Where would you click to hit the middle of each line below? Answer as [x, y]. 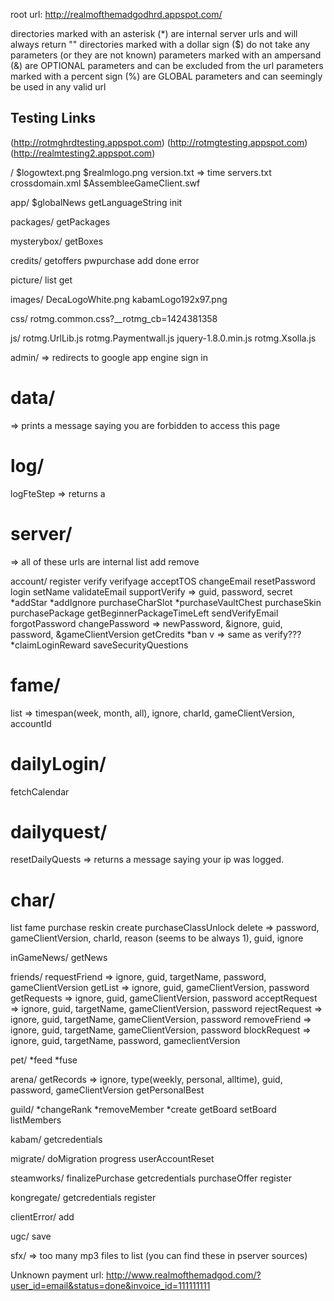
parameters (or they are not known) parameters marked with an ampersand [166, 55]
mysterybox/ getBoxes [57, 241]
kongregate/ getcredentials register [83, 1198]
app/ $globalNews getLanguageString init [96, 202]
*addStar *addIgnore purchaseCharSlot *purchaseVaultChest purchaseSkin [166, 602]
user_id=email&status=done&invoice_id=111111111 [110, 1286]
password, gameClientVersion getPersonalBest [107, 1090]
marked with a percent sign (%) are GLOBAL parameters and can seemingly [166, 76]
